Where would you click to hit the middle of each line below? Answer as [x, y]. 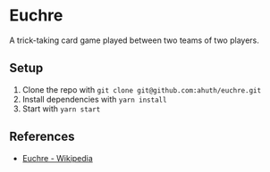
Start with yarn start [61, 109]
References [42, 137]
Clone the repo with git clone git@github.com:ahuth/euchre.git [142, 89]
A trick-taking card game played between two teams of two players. [134, 40]
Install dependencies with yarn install [94, 99]
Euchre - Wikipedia [58, 158]
